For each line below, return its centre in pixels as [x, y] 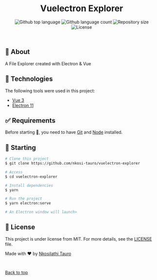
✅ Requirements [30, 121]
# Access [14, 172]
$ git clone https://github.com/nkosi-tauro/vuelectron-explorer [72, 164]
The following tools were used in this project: [50, 91]
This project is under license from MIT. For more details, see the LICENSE [78, 239]
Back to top [17, 272]
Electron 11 [23, 105]
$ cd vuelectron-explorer [31, 177]
